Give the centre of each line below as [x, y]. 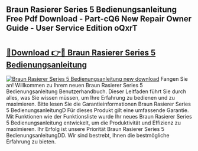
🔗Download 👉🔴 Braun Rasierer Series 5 [81, 52]
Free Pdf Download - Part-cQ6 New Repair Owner [99, 19]
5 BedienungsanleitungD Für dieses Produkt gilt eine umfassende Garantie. [98, 110]
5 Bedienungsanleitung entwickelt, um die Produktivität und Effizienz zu [94, 123]
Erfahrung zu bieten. [31, 142]
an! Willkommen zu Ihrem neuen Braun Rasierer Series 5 [74, 85]
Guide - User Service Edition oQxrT [72, 28]
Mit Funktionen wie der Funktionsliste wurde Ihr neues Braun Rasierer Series [99, 116]
